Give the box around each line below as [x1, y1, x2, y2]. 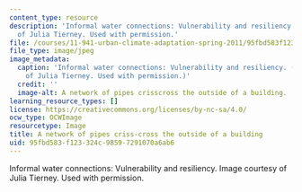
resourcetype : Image [9, 122, 87, 131]
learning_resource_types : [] [9, 96, 119, 106]
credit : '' [17, 80, 58, 89]
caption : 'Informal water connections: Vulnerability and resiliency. [17, 64, 288, 73]
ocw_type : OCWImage [9, 113, 83, 122]
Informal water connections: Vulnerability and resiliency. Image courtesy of [9, 162, 288, 173]
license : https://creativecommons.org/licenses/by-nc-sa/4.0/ [9, 105, 247, 114]
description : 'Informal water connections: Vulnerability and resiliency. [9, 22, 296, 31]
